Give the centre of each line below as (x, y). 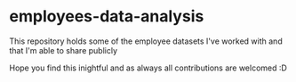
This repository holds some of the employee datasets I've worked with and (146, 41)
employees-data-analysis (107, 16)
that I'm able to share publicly (64, 50)
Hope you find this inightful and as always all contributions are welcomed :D (148, 68)
